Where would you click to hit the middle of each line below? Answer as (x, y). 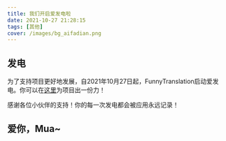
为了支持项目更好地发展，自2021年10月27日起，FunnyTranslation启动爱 (110, 82)
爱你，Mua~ (34, 129)
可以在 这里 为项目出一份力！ (65, 90)
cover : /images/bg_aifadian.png (54, 33)
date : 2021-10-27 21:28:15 (47, 20)
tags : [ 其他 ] (25, 27)
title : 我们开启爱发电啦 (39, 14)
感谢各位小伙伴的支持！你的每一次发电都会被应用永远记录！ (93, 105)
